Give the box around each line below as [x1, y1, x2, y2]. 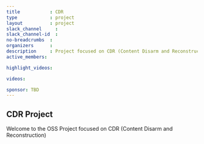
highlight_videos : [6, 65, 53, 71]
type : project [6, 15, 75, 21]
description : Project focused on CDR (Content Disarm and [6, 48, 170, 54]
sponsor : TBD [6, 87, 39, 93]
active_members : [6, 54, 47, 60]
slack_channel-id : [6, 31, 59, 38]
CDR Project [6, 109, 53, 119]
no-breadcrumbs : [6, 37, 53, 43]
